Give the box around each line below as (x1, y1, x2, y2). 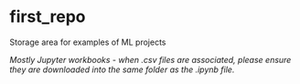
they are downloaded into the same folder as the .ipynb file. (9, 64, 235, 75)
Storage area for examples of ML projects (9, 37, 166, 47)
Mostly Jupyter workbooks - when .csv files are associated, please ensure (9, 54, 292, 65)
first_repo (9, 6, 86, 27)
